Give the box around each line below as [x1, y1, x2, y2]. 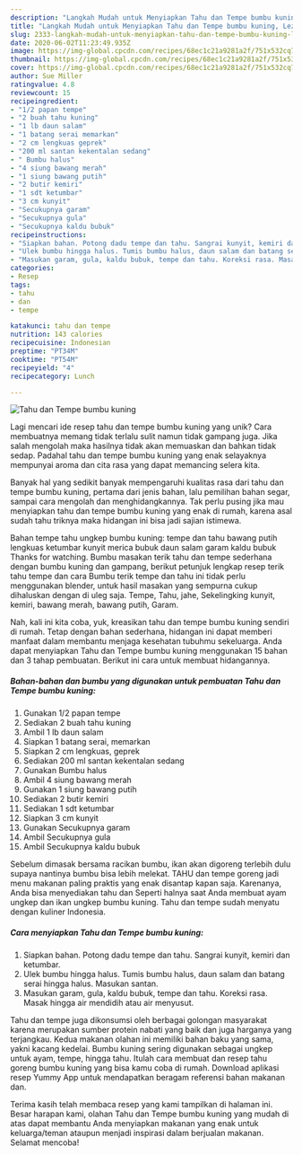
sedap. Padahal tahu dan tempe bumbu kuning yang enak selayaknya [10, 450, 267, 461]
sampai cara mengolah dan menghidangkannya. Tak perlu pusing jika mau [10, 496, 285, 507]
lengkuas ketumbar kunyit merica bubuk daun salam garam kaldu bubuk [10, 542, 277, 553]
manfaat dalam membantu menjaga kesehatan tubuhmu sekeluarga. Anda [10, 636, 282, 647]
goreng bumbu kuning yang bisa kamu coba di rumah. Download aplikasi [10, 1062, 280, 1073]
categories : [10, 264, 55, 273]
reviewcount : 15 [10, 88, 71, 97]
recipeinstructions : [10, 230, 88, 239]
